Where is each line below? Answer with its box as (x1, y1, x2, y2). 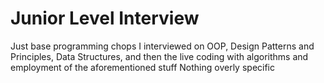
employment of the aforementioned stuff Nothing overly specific (10, 61, 276, 73)
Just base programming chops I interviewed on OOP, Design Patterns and (10, 40, 315, 52)
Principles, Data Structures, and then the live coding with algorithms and (10, 50, 309, 62)
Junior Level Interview (10, 7, 200, 30)
